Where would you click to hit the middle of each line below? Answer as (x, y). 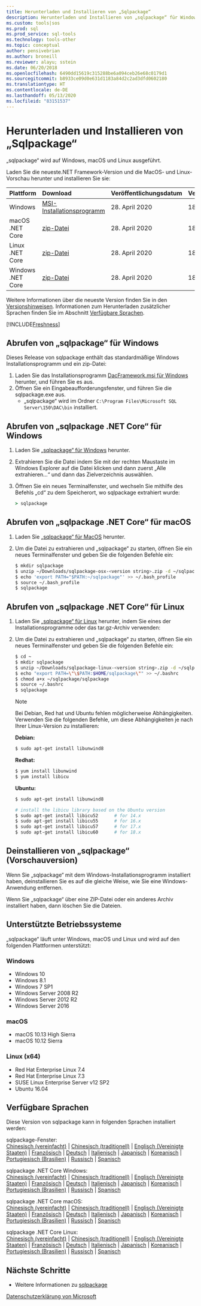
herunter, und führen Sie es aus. (54, 382)
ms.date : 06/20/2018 (32, 68)
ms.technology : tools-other (41, 40)
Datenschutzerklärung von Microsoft (51, 1296)
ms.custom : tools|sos (33, 23)
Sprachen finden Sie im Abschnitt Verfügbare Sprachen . (75, 312)
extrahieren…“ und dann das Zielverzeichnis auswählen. (84, 474)
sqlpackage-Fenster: (32, 1140)
